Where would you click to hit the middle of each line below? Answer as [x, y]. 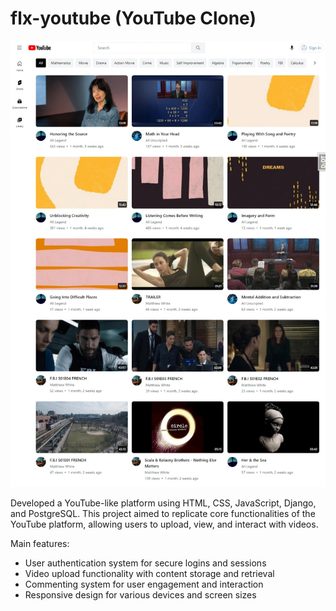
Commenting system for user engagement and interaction [144, 584]
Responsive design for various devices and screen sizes [140, 595]
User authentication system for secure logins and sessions [145, 563]
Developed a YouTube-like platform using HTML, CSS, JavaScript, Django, [163, 503]
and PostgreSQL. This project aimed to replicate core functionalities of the [163, 514]
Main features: [40, 544]
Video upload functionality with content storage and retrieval [149, 574]
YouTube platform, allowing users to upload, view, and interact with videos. [164, 524]
